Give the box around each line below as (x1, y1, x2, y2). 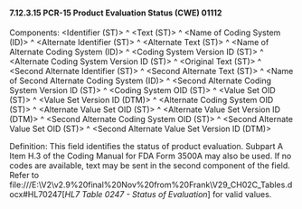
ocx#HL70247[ (9, 189, 65, 200)
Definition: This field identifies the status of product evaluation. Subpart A (9, 141, 283, 152)
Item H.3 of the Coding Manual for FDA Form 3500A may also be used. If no (9, 150, 292, 162)
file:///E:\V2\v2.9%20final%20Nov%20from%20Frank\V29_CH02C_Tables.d (9, 179, 293, 190)
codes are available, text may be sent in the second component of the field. (9, 160, 291, 171)
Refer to (9, 170, 39, 181)
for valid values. (212, 189, 272, 200)
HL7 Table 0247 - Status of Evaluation (64, 189, 208, 200)
